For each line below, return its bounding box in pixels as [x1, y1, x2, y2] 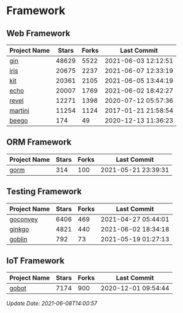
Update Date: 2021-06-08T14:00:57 [6, 300, 98, 307]
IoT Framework [6, 255, 65, 266]
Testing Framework [6, 186, 82, 197]
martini [9, 107, 29, 115]
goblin [9, 235, 28, 243]
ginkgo [9, 225, 29, 233]
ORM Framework [6, 137, 72, 148]
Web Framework [6, 28, 70, 39]
